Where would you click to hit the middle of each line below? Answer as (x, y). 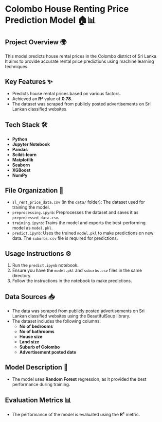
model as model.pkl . (32, 228)
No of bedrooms (36, 326)
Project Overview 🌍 (36, 42)
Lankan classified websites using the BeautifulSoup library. (71, 316)
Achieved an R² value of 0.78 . (42, 99)
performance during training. (41, 384)
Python (20, 139)
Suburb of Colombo (40, 347)
